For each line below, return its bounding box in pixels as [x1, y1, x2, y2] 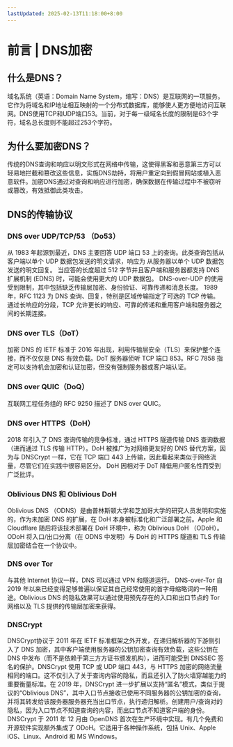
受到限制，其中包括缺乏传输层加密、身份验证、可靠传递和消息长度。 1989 [7, 283, 218, 292]
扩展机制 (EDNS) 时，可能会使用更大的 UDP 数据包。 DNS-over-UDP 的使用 [7, 274, 223, 283]
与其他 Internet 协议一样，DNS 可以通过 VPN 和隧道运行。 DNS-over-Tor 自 [7, 576, 223, 584]
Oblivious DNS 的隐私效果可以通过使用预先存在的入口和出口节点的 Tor [19, 593, 220, 601]
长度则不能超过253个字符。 [37, 118, 116, 126]
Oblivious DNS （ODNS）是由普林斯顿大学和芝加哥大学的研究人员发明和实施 [7, 506, 227, 515]
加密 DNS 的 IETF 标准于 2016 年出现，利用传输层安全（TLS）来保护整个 [7, 345, 215, 354]
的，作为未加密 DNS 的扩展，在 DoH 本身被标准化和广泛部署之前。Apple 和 [7, 515, 223, 524]
